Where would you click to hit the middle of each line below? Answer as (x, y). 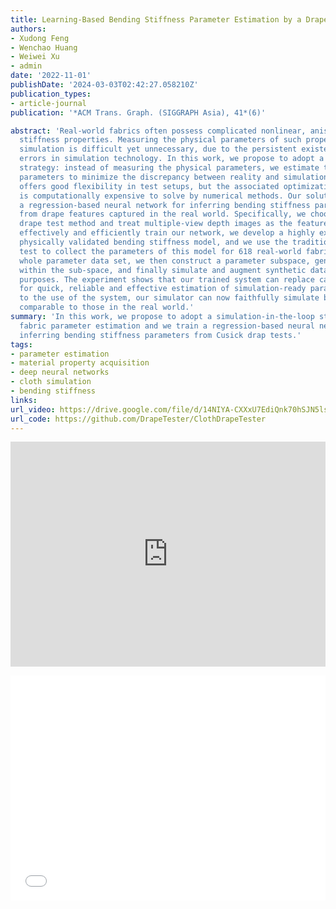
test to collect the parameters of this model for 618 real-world (160, 251)
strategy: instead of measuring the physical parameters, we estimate (169, 168)
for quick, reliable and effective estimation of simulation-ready (163, 289)
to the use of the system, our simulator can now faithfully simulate (169, 298)
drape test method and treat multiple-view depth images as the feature (174, 224)
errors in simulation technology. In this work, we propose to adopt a (172, 159)
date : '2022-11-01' (51, 76)
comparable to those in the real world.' (107, 307)
